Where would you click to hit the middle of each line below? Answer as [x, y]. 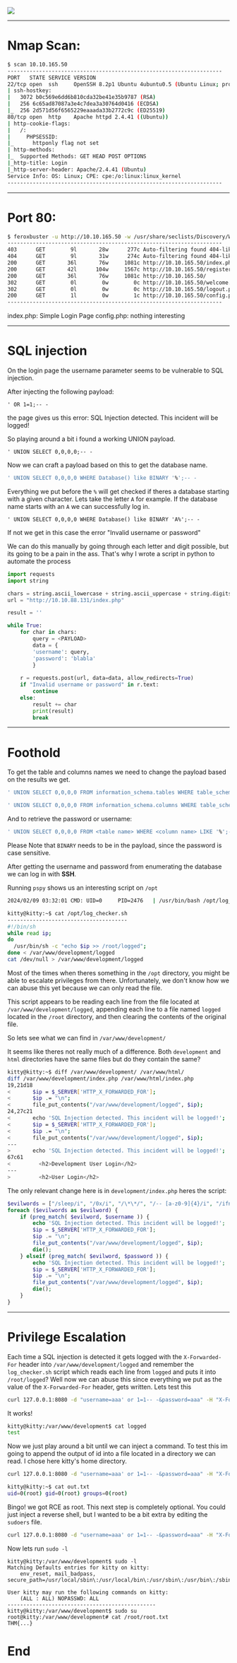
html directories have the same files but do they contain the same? [104, 1059]
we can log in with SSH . [42, 874]
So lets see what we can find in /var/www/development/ [87, 1038]
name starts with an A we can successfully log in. [79, 506]
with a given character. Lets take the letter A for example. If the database [113, 499]
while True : [25, 625]
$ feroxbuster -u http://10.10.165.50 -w [69, 237]
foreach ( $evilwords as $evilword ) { [63, 1210]
